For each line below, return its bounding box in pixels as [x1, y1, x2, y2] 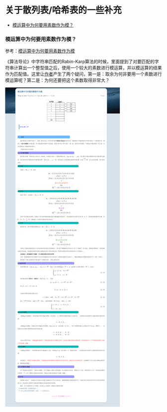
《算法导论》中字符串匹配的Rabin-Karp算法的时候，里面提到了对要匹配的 [5, 58, 155, 65]
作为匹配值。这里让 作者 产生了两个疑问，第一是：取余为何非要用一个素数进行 [5, 71, 162, 77]
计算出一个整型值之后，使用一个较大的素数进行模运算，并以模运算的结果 [13, 65, 162, 71]
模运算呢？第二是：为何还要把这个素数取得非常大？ [5, 77, 110, 83]
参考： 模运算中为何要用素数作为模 [5, 48, 75, 54]
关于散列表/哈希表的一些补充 [5, 4, 122, 16]
